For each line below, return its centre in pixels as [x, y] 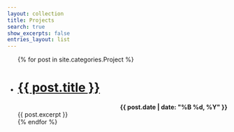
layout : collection [36, 14]
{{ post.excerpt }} [43, 115]
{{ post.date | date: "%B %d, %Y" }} [174, 107]
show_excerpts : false [39, 33]
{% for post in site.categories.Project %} [75, 59]
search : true [26, 27]
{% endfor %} [37, 122]
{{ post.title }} [59, 88]
